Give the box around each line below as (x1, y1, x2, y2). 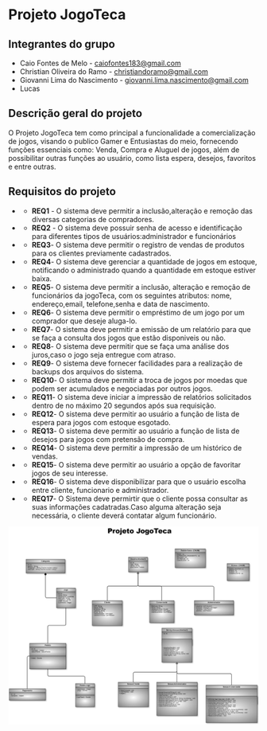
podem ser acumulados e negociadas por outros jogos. (31, 384, 213, 393)
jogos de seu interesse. (31, 468, 109, 478)
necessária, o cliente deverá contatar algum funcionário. (31, 510, 217, 520)
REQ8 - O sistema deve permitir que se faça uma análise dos (31, 341, 230, 351)
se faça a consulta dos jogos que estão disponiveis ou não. (31, 333, 226, 342)
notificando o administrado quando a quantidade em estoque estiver (31, 265, 257, 275)
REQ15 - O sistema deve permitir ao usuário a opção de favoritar (31, 459, 242, 469)
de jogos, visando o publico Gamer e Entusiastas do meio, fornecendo (8, 136, 238, 146)
